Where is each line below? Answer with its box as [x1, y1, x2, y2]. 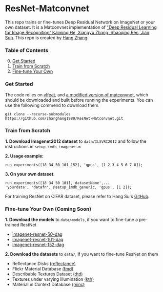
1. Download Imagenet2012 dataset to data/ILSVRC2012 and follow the [5, 138, 146, 144]
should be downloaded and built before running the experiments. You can [5, 97, 153, 103]
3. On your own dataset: [5, 171, 55, 177]
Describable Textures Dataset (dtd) [12, 271, 83, 277]
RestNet [20, 222, 37, 228]
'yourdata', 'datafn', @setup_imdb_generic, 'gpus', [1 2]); [5, 184, 132, 190]
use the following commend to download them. [5, 102, 100, 108]
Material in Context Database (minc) [12, 282, 85, 288]
